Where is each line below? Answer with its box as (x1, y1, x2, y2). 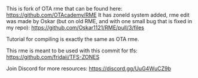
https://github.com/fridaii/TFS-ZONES (6, 54, 100, 60)
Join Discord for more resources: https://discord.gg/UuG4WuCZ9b (6, 65, 172, 72)
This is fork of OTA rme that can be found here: (6, 5, 123, 12)
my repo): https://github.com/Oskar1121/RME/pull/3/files (6, 24, 145, 31)
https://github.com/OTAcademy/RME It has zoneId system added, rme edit (6, 11, 190, 18)
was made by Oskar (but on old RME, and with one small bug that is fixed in (6, 18, 193, 24)
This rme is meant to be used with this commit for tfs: (6, 47, 138, 54)
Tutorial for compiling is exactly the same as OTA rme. (6, 36, 139, 42)
